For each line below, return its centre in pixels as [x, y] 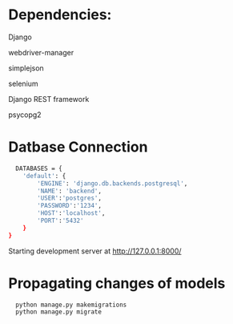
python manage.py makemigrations [71, 305]
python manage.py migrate [59, 312]
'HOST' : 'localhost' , [71, 213]
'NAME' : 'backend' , [70, 191]
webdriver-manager [41, 52]
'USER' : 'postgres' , [70, 198]
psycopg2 [25, 115]
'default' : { [44, 176]
